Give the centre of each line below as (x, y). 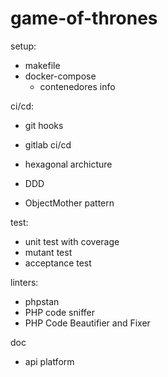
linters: (24, 282)
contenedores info (77, 86)
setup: (23, 46)
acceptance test (58, 263)
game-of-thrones (84, 18)
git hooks (44, 125)
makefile (42, 65)
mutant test (48, 252)
